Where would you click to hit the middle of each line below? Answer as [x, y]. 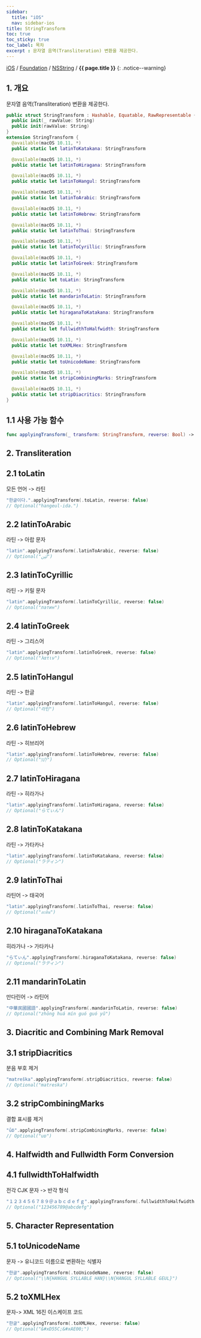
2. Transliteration [39, 453]
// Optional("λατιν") [33, 658]
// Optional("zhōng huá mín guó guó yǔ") [59, 1014]
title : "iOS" [28, 17]
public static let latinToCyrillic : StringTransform [79, 247]
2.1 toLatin [26, 473]
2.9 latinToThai [34, 880]
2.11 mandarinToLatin [46, 981]
